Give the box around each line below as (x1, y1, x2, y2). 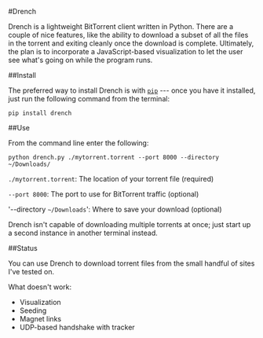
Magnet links (19, 314, 61, 323)
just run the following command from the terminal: (8, 94, 170, 103)
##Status (8, 244, 38, 252)
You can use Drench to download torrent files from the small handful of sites (8, 259, 255, 268)
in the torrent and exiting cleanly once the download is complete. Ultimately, (8, 39, 254, 48)
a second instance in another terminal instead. (8, 228, 159, 237)
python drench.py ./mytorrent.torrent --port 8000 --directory (8, 153, 220, 161)
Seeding (19, 306, 47, 315)
